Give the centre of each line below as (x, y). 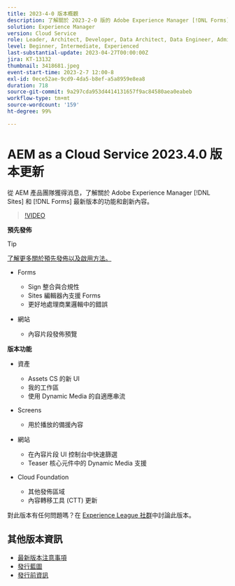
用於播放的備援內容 (56, 424)
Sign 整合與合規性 (54, 286)
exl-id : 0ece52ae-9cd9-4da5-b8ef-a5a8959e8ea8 (76, 79)
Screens (29, 410)
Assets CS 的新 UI (54, 378)
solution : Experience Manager (51, 27)
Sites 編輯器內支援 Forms (64, 295)
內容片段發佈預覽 (52, 334)
